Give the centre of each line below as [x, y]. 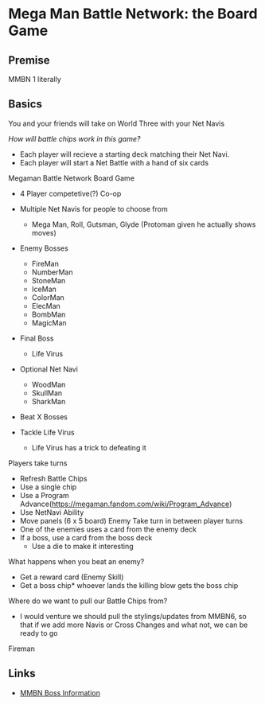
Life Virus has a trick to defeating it [89, 447]
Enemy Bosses [44, 248]
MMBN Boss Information [60, 692]
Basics [25, 104]
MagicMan [49, 322]
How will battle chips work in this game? [74, 138]
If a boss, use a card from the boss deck [86, 537]
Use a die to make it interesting [82, 546]
